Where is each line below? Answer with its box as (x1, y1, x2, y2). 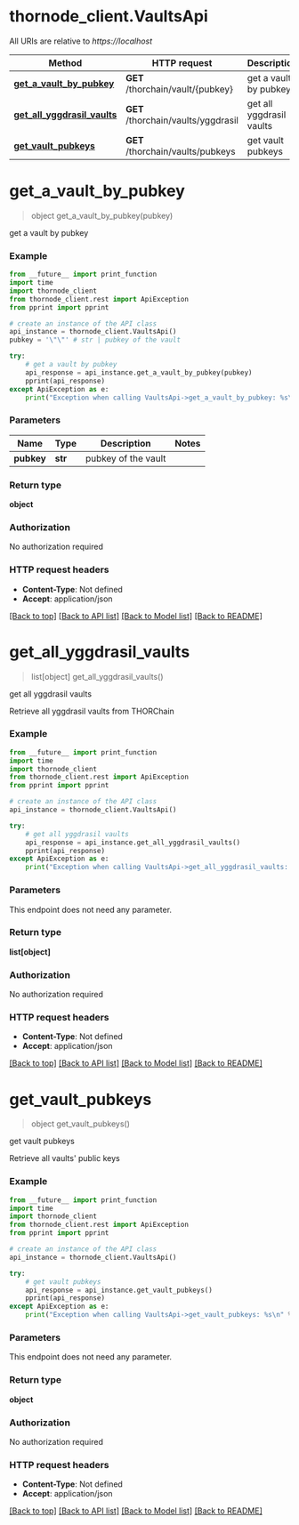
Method (48, 56, 83, 69)
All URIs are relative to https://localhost (9, 36, 153, 46)
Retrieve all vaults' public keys (9, 1153, 120, 1164)
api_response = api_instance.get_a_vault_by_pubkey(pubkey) (25, 367, 253, 377)
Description (100, 437, 151, 449)
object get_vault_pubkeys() (30, 1118, 131, 1129)
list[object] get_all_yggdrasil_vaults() (30, 671, 164, 682)
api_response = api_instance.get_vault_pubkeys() (25, 1286, 214, 1295)
